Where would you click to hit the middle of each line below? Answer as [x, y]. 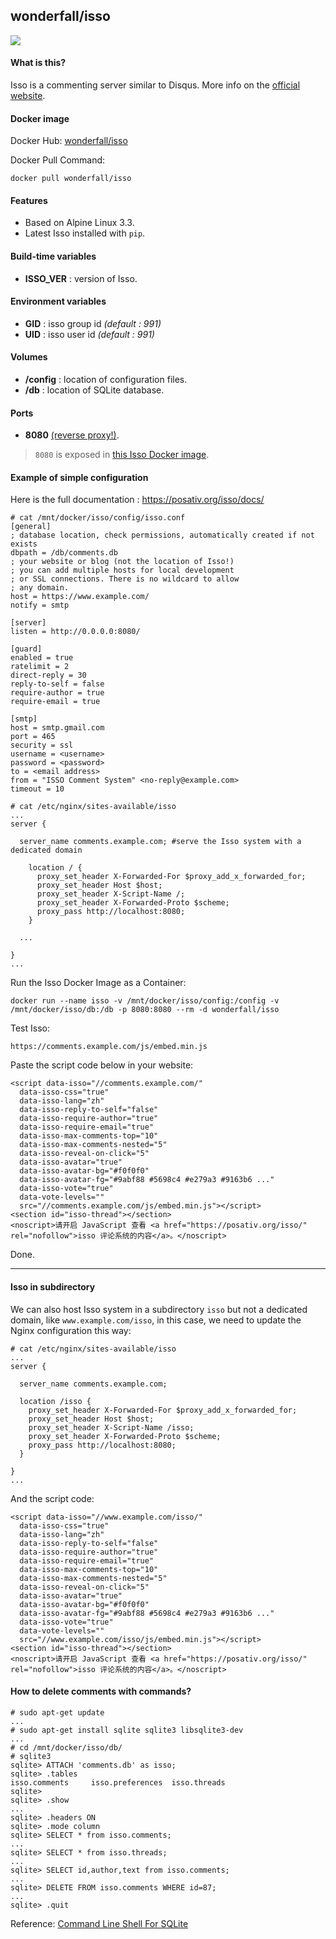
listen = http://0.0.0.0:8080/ [75, 632]
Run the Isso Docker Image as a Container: [98, 983]
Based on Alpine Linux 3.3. [79, 223]
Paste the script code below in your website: [102, 1065]
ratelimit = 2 [40, 667]
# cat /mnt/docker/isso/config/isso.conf [98, 518]
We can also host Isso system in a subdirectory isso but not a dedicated [159, 1309]
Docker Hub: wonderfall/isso [69, 141]
